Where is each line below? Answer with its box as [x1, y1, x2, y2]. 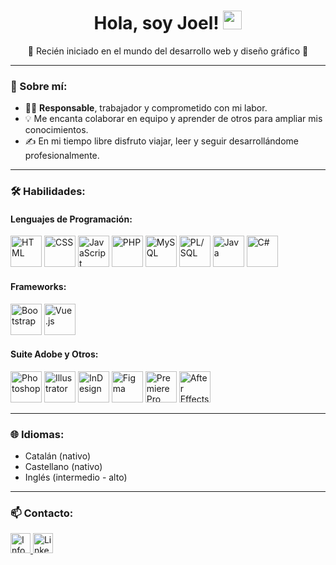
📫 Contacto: [10, 506, 74, 520]
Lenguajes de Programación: [10, 213, 133, 225]
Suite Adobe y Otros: [10, 348, 99, 360]
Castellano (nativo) [24, 461, 103, 473]
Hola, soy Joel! [93, 12, 220, 35]
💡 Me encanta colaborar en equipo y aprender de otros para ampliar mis [24, 113, 323, 125]
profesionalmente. [24, 150, 100, 162]
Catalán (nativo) [24, 450, 92, 462]
